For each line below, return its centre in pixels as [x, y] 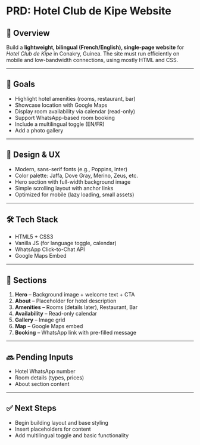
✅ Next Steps [31, 408]
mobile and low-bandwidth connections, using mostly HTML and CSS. [92, 60]
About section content [42, 384]
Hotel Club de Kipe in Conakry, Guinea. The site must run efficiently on [93, 54]
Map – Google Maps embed [49, 326]
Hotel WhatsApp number [45, 372]
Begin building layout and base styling [62, 422]
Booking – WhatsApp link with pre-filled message [76, 333]
